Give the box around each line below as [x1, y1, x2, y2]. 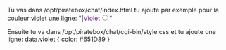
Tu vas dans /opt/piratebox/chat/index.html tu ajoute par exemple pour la [7, 6, 220, 14]
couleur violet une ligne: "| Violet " [7, 14, 113, 22]
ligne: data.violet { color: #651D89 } [7, 35, 111, 43]
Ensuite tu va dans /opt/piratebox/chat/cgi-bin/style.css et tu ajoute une [7, 28, 216, 35]
